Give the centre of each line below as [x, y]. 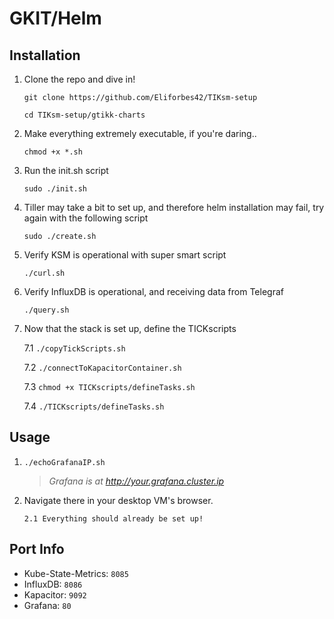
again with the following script [86, 218]
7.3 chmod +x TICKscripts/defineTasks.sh [109, 386]
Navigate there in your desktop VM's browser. [118, 500]
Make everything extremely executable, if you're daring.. [140, 133]
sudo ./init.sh [55, 189]
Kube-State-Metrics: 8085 [76, 573]
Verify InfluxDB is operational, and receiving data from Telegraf [153, 291]
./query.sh [46, 310]
